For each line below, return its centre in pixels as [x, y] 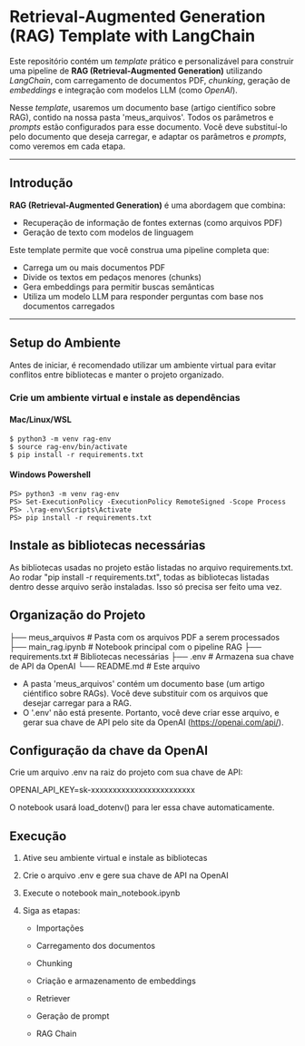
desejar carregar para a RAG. [77, 703]
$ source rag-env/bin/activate [69, 446]
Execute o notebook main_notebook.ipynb [101, 893]
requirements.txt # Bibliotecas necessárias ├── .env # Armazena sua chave [152, 656]
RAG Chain [56, 1034]
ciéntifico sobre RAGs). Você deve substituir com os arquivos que [145, 693]
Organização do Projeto [78, 616]
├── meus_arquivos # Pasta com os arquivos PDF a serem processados [145, 637]
